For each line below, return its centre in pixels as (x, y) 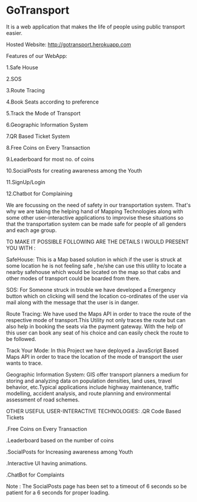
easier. (14, 33)
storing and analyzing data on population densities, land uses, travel (89, 381)
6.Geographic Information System (47, 124)
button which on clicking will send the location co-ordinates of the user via (97, 296)
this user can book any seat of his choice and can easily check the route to (98, 333)
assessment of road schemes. (43, 400)
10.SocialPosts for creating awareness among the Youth (74, 170)
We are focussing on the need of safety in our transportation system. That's (98, 205)
